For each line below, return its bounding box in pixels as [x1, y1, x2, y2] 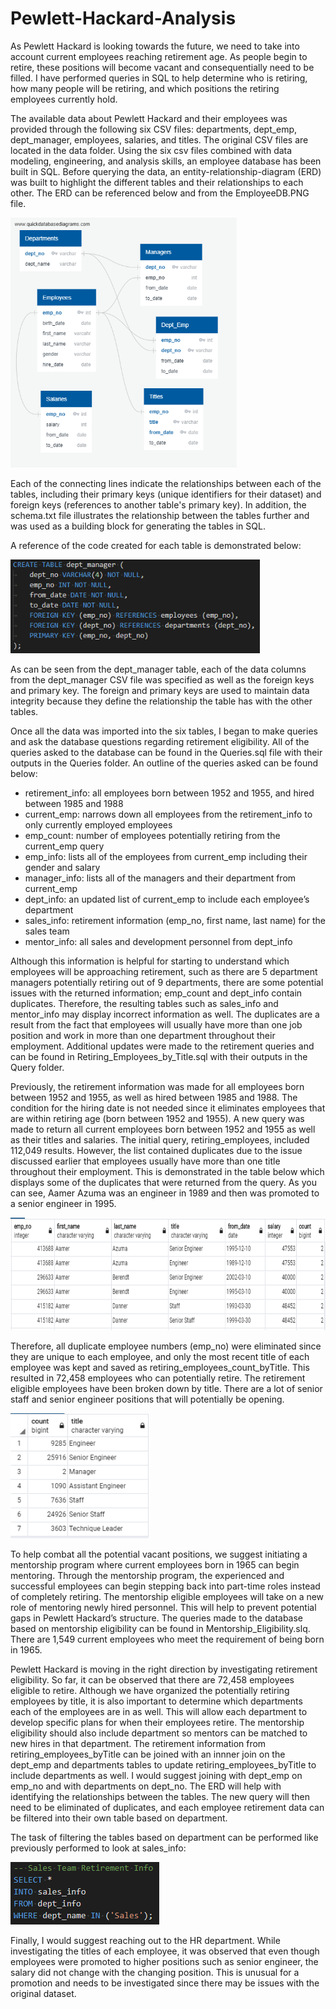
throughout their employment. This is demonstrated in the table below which [10, 1165, 325, 1177]
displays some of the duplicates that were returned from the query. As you [10, 1176, 317, 1188]
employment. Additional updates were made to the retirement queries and [10, 1040, 315, 1052]
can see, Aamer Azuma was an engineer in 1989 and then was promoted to [10, 1187, 320, 1199]
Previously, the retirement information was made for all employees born [10, 1080, 305, 1092]
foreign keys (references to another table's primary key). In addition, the [10, 498, 307, 511]
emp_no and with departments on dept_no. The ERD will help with [10, 1780, 282, 1792]
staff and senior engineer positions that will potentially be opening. [10, 1393, 285, 1405]
